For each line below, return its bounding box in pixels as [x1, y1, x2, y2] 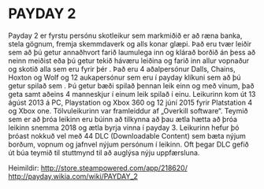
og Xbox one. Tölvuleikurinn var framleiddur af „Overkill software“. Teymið [8, 106, 248, 115]
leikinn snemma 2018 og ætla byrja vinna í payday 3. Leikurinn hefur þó [8, 123, 240, 132]
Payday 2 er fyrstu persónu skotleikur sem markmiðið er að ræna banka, [8, 31, 243, 40]
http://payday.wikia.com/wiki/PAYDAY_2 [8, 171, 138, 181]
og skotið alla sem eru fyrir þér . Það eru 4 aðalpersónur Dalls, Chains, [8, 64, 236, 73]
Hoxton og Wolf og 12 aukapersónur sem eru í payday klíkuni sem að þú [8, 72, 241, 82]
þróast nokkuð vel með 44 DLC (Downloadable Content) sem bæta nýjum [8, 131, 247, 140]
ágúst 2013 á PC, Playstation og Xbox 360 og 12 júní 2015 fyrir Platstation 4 [8, 98, 253, 107]
